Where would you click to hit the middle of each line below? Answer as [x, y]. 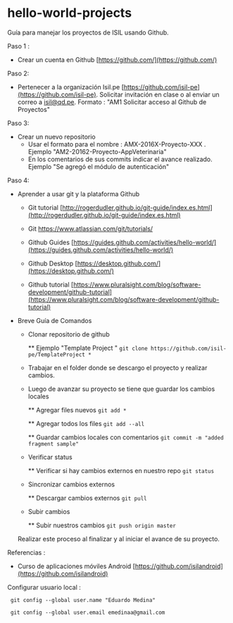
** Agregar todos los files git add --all [86, 423]
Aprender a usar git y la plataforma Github [78, 194]
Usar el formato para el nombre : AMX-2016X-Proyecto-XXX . [117, 144]
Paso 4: [18, 180]
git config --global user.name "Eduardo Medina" [83, 600]
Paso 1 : [19, 46]
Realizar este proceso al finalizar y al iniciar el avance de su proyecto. [119, 539]
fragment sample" [53, 444]
